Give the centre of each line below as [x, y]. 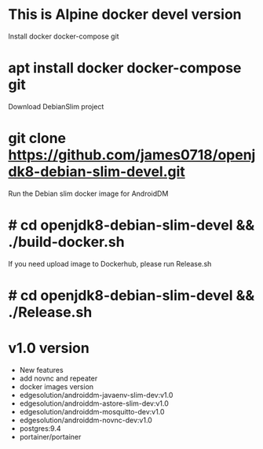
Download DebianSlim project [56, 106]
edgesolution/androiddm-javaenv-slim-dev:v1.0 [96, 395]
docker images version [57, 386]
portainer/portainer [50, 436]
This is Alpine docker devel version [125, 15]
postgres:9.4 [40, 428]
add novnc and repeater [58, 378]
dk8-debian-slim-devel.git [97, 172]
